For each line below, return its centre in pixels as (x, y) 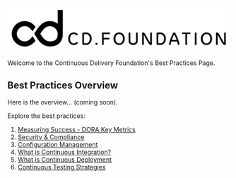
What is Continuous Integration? (64, 152)
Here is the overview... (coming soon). (63, 102)
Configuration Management (58, 145)
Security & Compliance (51, 137)
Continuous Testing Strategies (61, 167)
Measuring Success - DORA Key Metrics (76, 130)
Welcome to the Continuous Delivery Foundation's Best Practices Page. (111, 63)
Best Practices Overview (63, 85)
